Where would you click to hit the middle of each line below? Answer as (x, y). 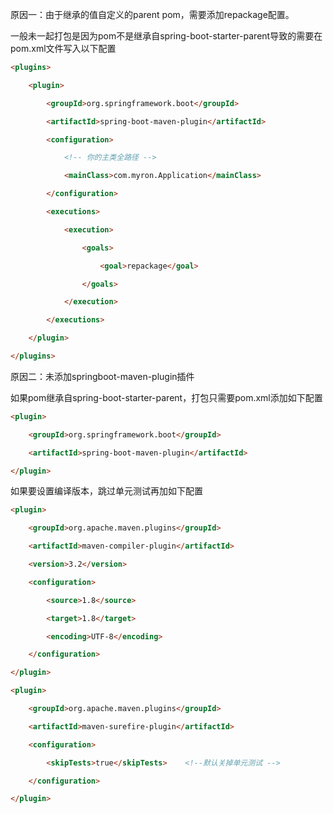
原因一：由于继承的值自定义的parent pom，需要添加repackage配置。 (152, 14)
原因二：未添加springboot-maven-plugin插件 (102, 376)
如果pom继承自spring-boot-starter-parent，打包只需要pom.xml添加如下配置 (166, 397)
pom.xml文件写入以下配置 (63, 48)
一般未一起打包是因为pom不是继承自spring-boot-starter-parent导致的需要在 (166, 36)
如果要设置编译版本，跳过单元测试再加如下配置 (106, 491)
